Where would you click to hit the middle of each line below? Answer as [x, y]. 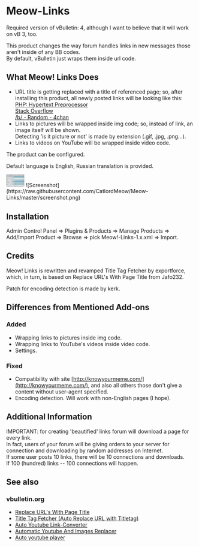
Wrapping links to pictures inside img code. [68, 338]
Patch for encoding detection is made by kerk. [63, 288]
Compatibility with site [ [44, 378]
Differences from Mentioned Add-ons [78, 307]
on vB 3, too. [22, 34]
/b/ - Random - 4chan [42, 117]
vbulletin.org [25, 499]
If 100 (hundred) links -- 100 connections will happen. [73, 463]
